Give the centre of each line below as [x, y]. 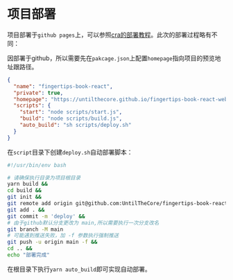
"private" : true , [38, 93]
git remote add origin [40, 204]
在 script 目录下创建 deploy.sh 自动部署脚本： [70, 152]
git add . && [26, 210]
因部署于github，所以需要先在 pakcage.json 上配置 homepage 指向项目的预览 [111, 58]
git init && [24, 197]
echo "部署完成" [28, 255]
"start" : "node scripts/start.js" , [71, 112]
